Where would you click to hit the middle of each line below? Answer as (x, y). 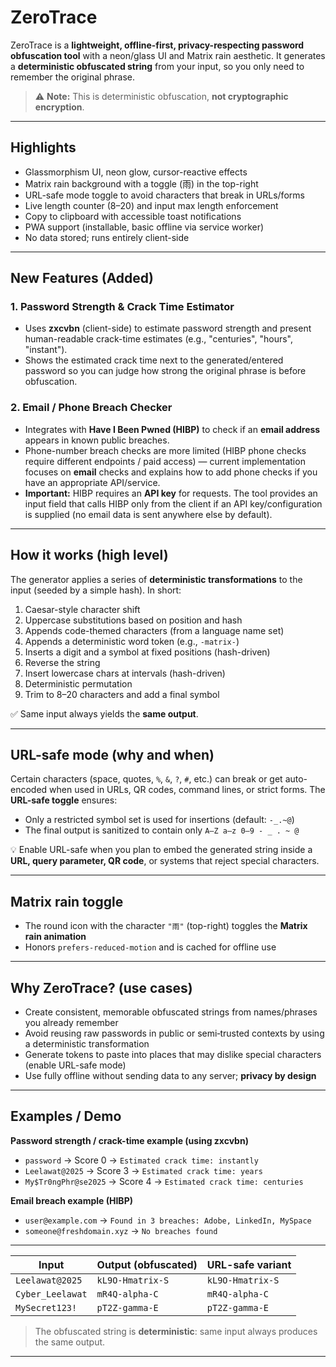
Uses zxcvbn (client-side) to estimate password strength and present (168, 328)
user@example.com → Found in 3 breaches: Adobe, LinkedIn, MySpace (168, 1220)
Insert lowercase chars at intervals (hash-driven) (125, 673)
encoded (29, 790)
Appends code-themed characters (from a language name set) (154, 630)
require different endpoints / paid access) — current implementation (165, 461)
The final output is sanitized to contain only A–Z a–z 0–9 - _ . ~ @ (162, 830)
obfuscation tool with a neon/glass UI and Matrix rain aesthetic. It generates (168, 55)
